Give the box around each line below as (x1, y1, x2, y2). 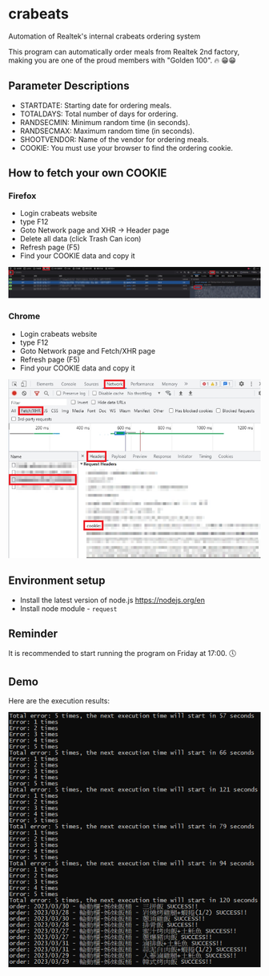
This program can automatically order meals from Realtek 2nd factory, (8, 47, 240, 56)
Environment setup (8, 574, 106, 588)
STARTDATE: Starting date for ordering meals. (19, 100, 172, 110)
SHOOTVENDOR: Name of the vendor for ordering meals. (19, 134, 210, 144)
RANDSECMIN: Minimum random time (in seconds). (19, 117, 191, 127)
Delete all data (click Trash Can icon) (19, 234, 142, 244)
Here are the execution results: (8, 696, 110, 706)
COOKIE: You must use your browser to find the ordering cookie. (19, 143, 234, 152)
